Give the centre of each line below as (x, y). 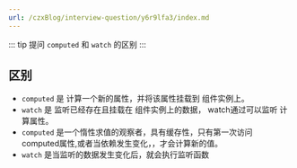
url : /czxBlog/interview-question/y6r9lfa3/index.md (109, 18)
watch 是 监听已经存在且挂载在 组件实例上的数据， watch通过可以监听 (149, 110)
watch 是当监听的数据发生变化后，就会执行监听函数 (115, 155)
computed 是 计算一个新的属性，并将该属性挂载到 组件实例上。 (135, 99)
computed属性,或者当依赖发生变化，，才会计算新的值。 (122, 144)
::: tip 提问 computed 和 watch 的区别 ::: (78, 44)
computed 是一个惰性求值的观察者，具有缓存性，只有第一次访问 (137, 132)
